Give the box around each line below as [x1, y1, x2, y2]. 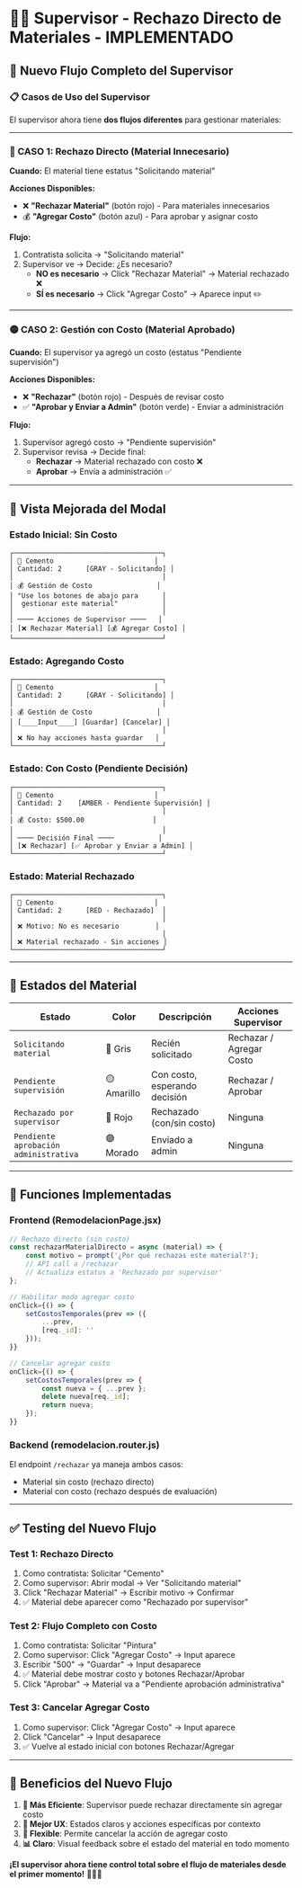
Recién [151, 1037, 181, 1049]
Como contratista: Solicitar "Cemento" [22, 1568, 164, 1579]
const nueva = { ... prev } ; [41, 1384, 147, 1393]
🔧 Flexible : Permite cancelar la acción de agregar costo [22, 1829, 228, 1839]
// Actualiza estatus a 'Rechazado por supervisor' [25, 1268, 223, 1278]
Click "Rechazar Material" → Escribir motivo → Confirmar [22, 1587, 235, 1598]
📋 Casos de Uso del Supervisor [9, 90, 151, 102]
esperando [151, 1079, 198, 1091]
